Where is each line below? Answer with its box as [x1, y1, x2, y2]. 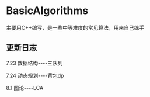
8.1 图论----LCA [6, 84, 44, 91]
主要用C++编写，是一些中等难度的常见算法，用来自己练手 [6, 24, 145, 31]
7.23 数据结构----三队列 [6, 60, 63, 67]
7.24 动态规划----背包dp [6, 72, 64, 79]
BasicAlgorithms [6, 4, 89, 18]
